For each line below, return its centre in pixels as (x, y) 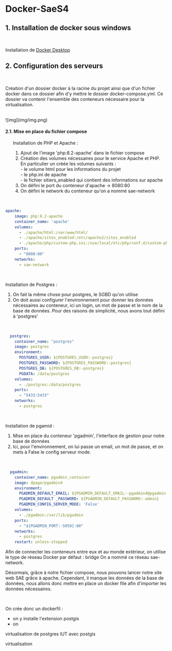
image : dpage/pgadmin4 (39, 483)
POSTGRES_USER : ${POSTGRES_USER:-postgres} (66, 358)
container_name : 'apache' (42, 221)
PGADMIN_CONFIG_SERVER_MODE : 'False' (59, 504)
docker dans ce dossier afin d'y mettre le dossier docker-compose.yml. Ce (84, 94)
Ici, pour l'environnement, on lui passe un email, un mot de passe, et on (88, 446)
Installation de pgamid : (30, 425)
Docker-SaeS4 (37, 9)
